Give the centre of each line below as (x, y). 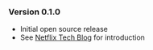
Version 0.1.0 (34, 12)
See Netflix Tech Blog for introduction (82, 37)
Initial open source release (64, 29)
